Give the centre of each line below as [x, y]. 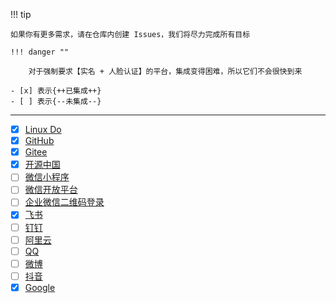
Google [40, 287]
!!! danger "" [40, 52]
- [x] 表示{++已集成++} [56, 91]
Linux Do [43, 129]
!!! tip [21, 14]
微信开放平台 [51, 190]
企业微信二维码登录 [64, 202]
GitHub [39, 141]
